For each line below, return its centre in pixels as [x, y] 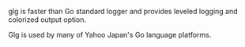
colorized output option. [47, 20]
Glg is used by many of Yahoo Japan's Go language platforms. [110, 35]
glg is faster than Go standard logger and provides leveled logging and [123, 11]
